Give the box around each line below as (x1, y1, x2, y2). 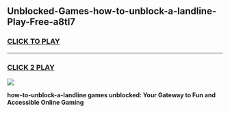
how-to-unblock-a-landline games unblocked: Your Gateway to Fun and (7, 90, 216, 99)
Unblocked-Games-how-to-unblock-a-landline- (7, 5, 217, 17)
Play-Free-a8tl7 (7, 16, 76, 28)
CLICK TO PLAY (7, 37, 60, 47)
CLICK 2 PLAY (7, 62, 55, 72)
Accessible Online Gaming (7, 98, 84, 106)
